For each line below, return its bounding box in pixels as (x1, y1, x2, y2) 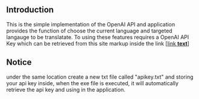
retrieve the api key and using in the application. (6, 86, 125, 93)
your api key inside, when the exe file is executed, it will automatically (6, 79, 179, 86)
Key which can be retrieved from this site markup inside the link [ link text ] (6, 40, 190, 47)
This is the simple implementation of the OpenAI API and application (6, 20, 175, 28)
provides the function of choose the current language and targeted (6, 27, 173, 34)
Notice (6, 57, 32, 68)
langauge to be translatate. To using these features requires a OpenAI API (6, 33, 189, 41)
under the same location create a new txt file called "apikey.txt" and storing (6, 73, 194, 80)
